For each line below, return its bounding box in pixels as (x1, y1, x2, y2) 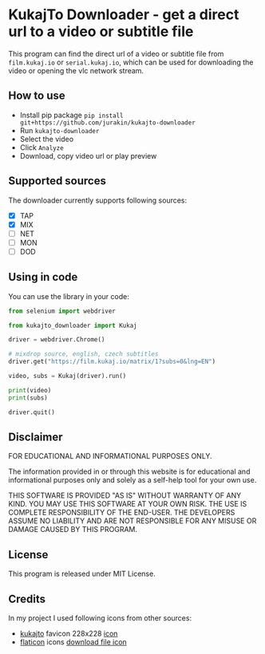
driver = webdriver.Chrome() (8, 336, 105, 344)
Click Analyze (19, 142, 64, 152)
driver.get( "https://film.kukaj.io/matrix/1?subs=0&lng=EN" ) (8, 357, 216, 366)
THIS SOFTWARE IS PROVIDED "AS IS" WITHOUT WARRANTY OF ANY (8, 490, 242, 500)
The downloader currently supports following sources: (8, 195, 188, 205)
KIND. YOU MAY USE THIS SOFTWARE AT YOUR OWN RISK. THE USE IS (8, 499, 247, 509)
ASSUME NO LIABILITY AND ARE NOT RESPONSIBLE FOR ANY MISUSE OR (8, 516, 257, 526)
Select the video (19, 134, 74, 144)
